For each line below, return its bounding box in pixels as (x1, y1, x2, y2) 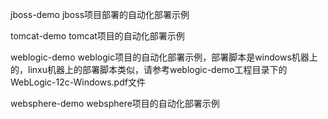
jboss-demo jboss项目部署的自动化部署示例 (10, 9, 190, 20)
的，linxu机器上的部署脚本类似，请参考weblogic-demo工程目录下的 (10, 64, 288, 75)
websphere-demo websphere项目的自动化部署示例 (10, 98, 220, 109)
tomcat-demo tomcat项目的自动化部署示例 (10, 30, 185, 42)
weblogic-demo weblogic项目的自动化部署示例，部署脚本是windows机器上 (10, 51, 318, 63)
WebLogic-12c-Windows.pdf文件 (10, 76, 146, 88)
